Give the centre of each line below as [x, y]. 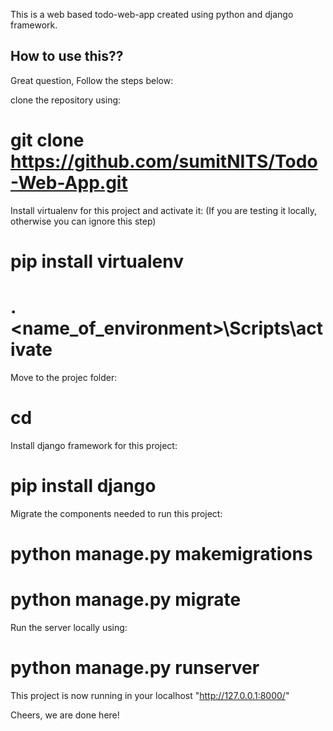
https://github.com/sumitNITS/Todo [164, 161]
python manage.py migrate [126, 600]
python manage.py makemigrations [161, 553]
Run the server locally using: [69, 627]
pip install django [83, 486]
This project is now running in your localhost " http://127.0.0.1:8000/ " [150, 695]
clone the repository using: [66, 100]
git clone [47, 140]
